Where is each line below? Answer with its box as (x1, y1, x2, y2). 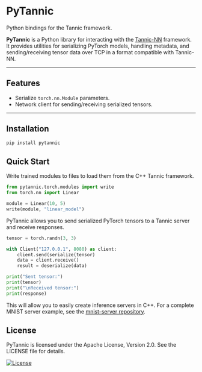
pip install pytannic (6, 140, 61, 146)
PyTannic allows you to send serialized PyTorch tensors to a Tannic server (6, 217, 190, 224)
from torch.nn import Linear (6, 190, 79, 196)
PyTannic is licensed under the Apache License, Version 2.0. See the (6, 341, 177, 348)
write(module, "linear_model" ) (6, 206, 85, 212)
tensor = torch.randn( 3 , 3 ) (6, 235, 77, 241)
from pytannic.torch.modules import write (6, 184, 114, 191)
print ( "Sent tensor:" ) (6, 274, 63, 280)
